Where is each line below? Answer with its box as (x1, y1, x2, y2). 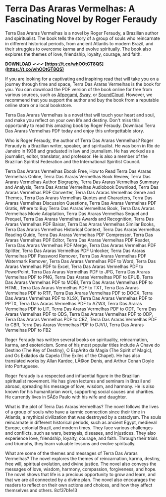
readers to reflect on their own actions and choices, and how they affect (5, 482, 153, 488)
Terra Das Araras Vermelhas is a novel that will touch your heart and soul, (5, 112, 155, 118)
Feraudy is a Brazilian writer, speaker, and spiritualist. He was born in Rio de (5, 142, 160, 148)
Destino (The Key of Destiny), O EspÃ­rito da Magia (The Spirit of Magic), (5, 347, 153, 353)
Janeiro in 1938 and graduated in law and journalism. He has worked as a (5, 148, 155, 154)
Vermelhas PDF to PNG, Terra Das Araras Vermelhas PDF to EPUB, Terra (5, 274, 153, 280)
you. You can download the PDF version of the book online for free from (5, 86, 152, 92)
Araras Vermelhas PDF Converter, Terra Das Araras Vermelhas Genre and (5, 189, 155, 195)
